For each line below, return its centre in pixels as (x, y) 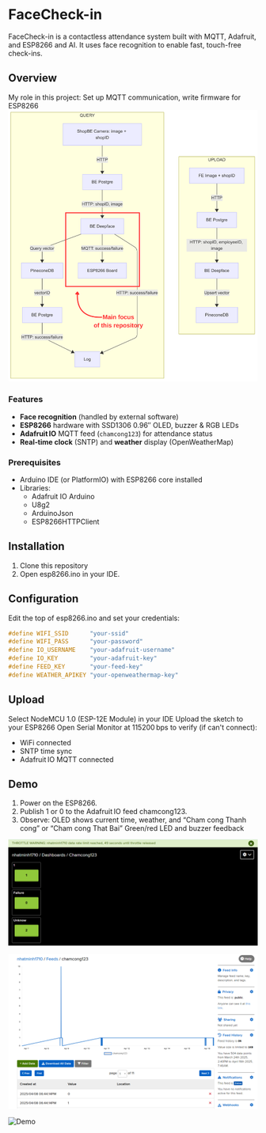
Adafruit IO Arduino (63, 496)
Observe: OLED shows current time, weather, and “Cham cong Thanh (133, 820)
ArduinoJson (52, 513)
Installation (36, 546)
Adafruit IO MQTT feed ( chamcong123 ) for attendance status (116, 434)
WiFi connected (45, 742)
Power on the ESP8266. (58, 803)
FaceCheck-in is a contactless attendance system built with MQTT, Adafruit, (133, 36)
